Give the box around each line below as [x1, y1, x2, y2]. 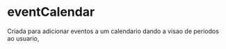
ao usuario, [7, 34, 40, 42]
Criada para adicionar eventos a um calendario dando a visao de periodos [7, 27, 219, 35]
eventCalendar [7, 4, 95, 20]
